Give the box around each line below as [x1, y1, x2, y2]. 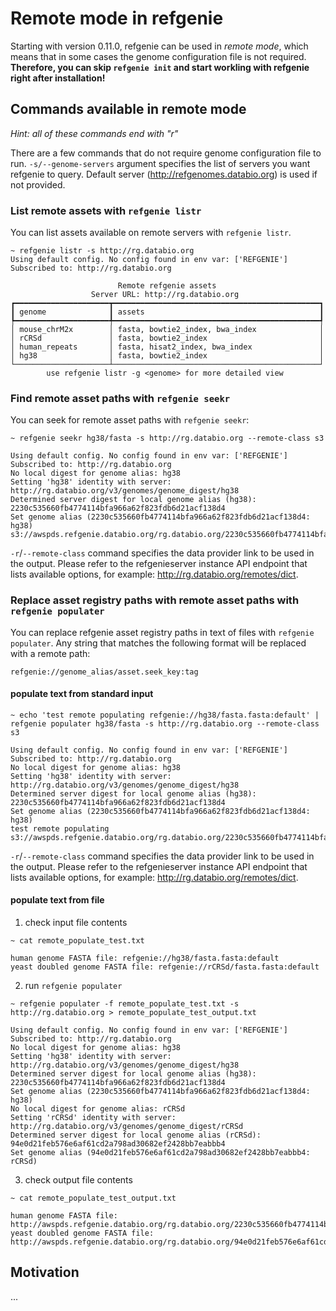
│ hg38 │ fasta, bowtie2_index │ [10, 351, 325, 361]
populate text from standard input [10, 688, 154, 700]
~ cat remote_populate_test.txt [10, 936, 145, 946]
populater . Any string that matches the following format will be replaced [10, 637, 307, 649]
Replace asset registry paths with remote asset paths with [10, 593, 300, 607]
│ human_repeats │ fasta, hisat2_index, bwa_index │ [10, 342, 325, 352]
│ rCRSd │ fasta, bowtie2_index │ [10, 333, 325, 344]
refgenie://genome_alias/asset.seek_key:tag [10, 667, 199, 677]
